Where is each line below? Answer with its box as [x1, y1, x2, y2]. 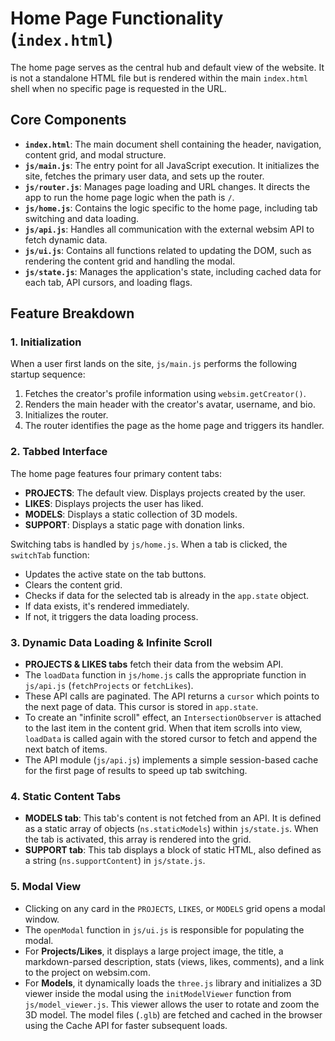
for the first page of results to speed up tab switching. [24, 765, 248, 777]
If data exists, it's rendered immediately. [24, 600, 190, 612]
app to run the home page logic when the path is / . [24, 191, 235, 203]
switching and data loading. [24, 212, 140, 224]
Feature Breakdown [10, 305, 135, 322]
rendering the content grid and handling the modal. [24, 255, 236, 267]
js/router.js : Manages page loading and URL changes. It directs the [24, 180, 311, 192]
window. [24, 913, 60, 925]
